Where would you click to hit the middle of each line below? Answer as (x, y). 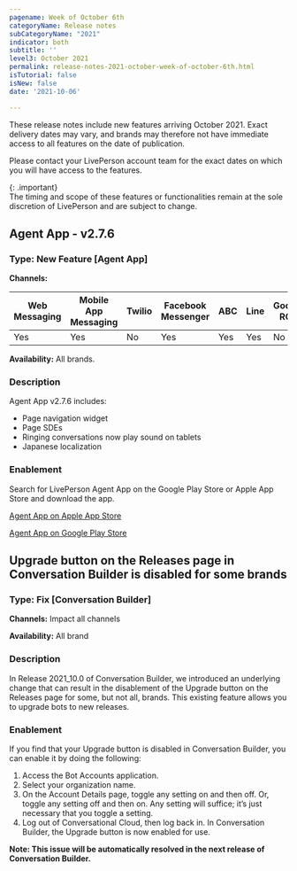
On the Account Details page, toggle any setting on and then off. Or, (145, 795)
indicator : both (39, 42)
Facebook (185, 306)
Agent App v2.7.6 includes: (58, 401)
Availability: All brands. (52, 359)
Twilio (140, 311)
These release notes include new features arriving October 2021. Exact (138, 124)
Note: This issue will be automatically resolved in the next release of (137, 849)
